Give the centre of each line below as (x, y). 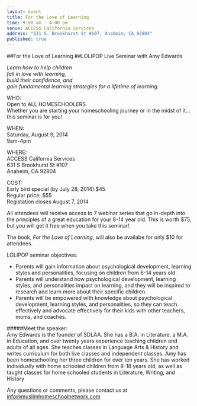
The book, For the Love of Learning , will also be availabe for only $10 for (95, 237)
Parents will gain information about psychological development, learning (103, 266)
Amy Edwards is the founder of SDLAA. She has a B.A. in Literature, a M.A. (98, 335)
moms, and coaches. (41, 317)
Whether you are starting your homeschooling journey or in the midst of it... (98, 111)
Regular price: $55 (29, 195)
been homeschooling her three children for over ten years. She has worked (98, 360)
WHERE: (17, 152)
